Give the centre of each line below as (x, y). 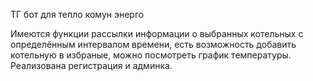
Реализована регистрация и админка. (91, 65)
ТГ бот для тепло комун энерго (77, 14)
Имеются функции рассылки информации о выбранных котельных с (157, 33)
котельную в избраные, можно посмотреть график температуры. (151, 55)
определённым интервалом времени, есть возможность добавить (153, 44)
